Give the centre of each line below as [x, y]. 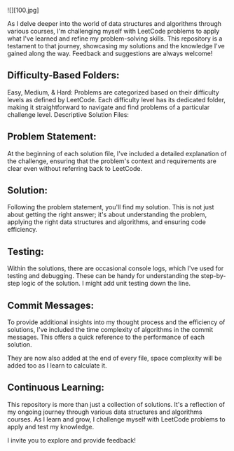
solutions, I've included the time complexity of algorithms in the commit [110, 330]
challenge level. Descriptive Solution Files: [68, 114]
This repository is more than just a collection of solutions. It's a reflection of [116, 404]
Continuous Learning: [56, 388]
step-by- [213, 276]
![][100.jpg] [23, 10]
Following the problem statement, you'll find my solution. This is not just [111, 207]
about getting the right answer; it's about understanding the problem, [107, 215]
